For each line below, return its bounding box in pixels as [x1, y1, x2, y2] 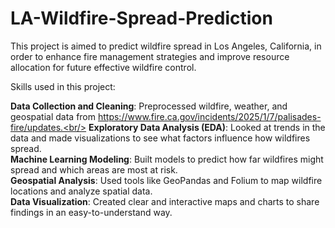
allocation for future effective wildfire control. [10, 61, 197, 73]
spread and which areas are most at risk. [10, 163, 178, 176]
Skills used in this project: [10, 80, 116, 92]
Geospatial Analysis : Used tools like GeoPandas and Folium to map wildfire [10, 174, 323, 186]
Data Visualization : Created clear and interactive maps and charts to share [10, 195, 320, 207]
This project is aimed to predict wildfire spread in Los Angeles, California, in [10, 40, 322, 52]
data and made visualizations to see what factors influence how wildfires [10, 132, 311, 144]
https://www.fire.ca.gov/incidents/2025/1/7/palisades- [97, 110, 322, 122]
